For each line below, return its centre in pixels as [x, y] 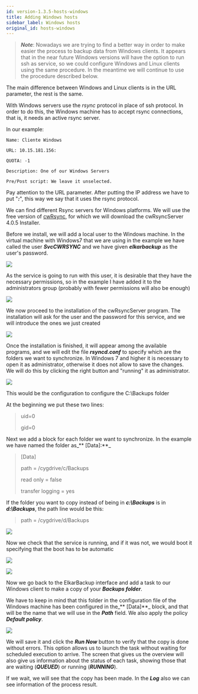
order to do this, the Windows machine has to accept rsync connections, [95, 112]
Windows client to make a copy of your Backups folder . [74, 589]
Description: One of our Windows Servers [58, 171]
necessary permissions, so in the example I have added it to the [84, 282]
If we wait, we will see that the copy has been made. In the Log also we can [98, 678]
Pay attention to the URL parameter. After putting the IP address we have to [98, 193]
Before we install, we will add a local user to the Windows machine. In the [95, 234]
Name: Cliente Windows [34, 140]
